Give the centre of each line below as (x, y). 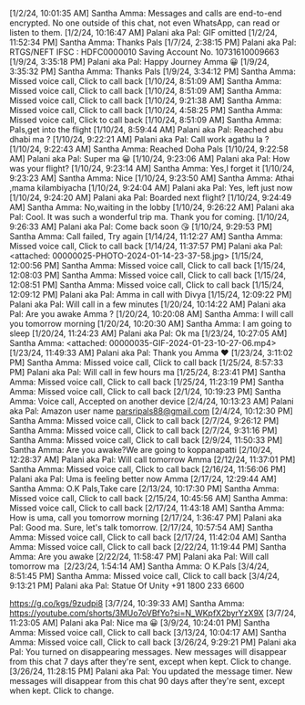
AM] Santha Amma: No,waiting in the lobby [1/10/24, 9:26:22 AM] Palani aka (152, 207)
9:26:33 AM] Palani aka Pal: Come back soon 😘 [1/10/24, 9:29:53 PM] (141, 226)
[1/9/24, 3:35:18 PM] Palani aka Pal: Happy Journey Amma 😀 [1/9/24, (140, 62)
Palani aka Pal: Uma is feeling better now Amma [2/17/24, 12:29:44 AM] (143, 479)
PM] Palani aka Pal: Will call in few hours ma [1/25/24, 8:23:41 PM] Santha (148, 372)
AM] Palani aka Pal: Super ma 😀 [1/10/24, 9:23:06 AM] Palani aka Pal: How (150, 158)
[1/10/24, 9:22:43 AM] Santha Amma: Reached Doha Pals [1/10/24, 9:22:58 (149, 149)
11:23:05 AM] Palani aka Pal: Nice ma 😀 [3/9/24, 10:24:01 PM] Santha (140, 623)
